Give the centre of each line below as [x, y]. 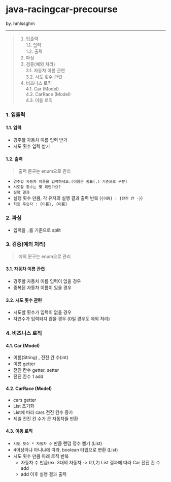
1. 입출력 [16, 114]
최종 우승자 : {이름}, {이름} [40, 204]
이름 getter [24, 364]
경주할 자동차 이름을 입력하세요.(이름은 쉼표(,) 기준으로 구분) [70, 182]
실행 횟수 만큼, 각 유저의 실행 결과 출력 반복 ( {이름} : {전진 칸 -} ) [78, 198]
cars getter [25, 400]
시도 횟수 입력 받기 [31, 146]
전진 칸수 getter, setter [36, 370]
